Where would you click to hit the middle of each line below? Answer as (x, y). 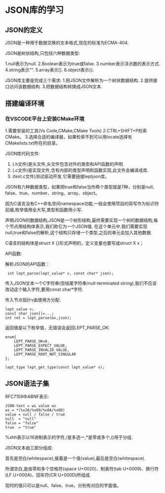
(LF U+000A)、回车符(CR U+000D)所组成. (48, 475)
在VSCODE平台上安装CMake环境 (45, 119)
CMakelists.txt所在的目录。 (33, 143)
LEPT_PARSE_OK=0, (32, 341)
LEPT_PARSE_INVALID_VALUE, (42, 350)
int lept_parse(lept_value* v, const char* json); (60, 273)
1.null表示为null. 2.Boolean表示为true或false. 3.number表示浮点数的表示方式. (83, 64)
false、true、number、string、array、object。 (52, 193)
